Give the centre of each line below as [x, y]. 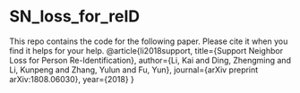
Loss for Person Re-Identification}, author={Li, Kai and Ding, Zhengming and [150, 60]
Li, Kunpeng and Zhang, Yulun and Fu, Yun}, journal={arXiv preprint [134, 70]
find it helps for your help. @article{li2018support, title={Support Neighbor [146, 50]
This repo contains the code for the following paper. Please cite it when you [149, 41]
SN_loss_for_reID [75, 17]
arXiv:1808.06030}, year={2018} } [72, 79]
